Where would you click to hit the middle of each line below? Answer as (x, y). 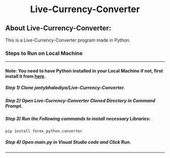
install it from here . (26, 76)
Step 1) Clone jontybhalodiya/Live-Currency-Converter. (65, 88)
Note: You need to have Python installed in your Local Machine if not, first (84, 71)
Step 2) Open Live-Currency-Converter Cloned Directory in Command (80, 100)
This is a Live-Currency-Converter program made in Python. (68, 40)
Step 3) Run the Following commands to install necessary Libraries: (78, 119)
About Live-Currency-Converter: (58, 28)
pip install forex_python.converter (44, 131)
